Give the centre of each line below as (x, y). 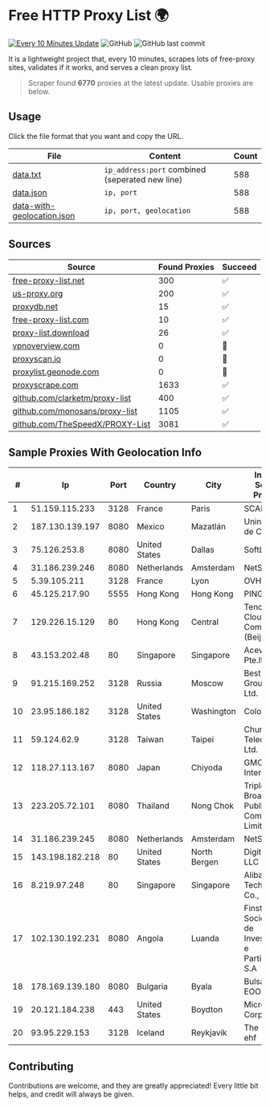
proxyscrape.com (45, 385)
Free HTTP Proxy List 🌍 (89, 16)
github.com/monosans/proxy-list (75, 411)
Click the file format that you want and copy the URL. (96, 136)
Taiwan (150, 740)
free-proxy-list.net (49, 280)
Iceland (150, 1033)
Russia (149, 684)
